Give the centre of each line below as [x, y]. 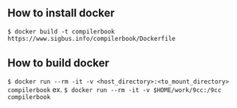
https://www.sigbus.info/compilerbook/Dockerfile [92, 38]
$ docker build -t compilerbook [61, 31]
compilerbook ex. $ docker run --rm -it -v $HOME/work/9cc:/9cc [115, 89]
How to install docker [61, 13]
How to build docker [58, 63]
